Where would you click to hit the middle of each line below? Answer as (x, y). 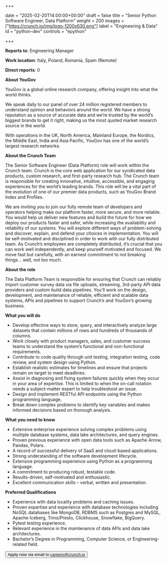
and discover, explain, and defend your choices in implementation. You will (82, 233)
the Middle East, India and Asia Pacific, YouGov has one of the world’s (77, 141)
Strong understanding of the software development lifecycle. (75, 456)
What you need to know (30, 420)
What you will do (23, 315)
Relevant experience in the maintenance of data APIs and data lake (81, 528)
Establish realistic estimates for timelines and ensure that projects (80, 367)
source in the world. (26, 126)
